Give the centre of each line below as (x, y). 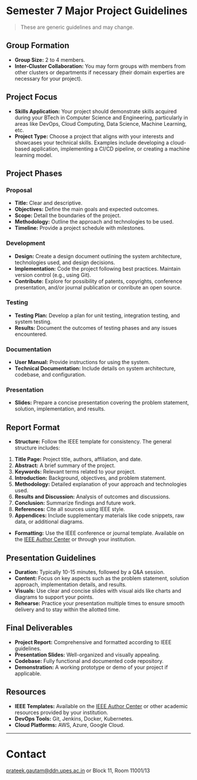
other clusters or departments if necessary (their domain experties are (99, 72)
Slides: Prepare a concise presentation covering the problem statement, (102, 403)
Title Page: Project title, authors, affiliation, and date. (78, 459)
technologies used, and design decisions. (65, 262)
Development (26, 244)
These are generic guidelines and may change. (77, 27)
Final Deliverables (40, 628)
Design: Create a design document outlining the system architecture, (98, 256)
